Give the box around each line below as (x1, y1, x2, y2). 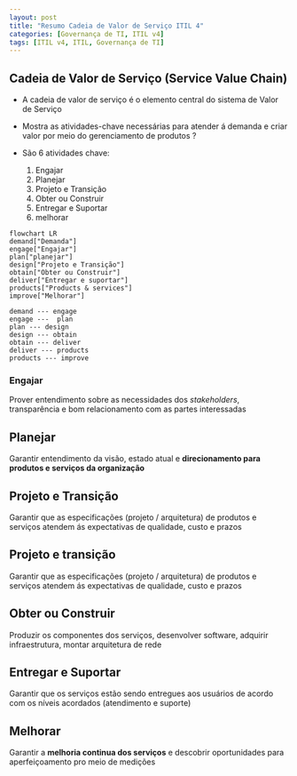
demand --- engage (9, 308, 77, 316)
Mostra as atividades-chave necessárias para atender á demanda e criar (21, 121, 288, 132)
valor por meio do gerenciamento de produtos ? (21, 131, 197, 141)
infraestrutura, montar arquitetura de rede (9, 639, 162, 650)
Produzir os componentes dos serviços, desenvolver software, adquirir (9, 629, 269, 640)
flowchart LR (9, 229, 58, 238)
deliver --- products (9, 346, 90, 356)
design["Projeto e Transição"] (9, 260, 125, 269)
